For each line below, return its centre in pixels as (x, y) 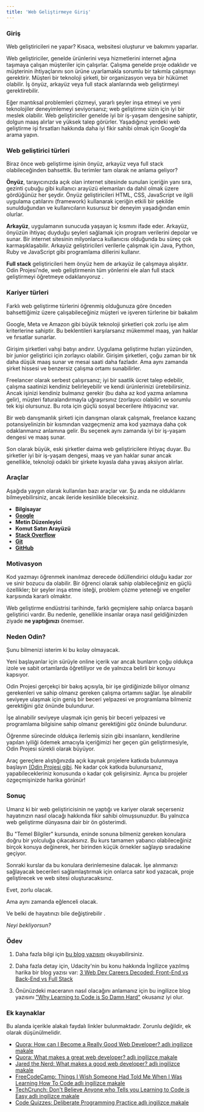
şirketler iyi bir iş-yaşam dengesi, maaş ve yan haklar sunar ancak (89, 455)
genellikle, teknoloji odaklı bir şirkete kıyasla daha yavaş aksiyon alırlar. (95, 462)
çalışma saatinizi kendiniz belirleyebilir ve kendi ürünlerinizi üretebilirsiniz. (98, 386)
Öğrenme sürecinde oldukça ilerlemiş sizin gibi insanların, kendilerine (93, 736)
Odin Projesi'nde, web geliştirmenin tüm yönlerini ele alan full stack (90, 270)
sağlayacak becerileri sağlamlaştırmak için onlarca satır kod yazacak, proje (100, 872)
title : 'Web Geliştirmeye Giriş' (49, 12)
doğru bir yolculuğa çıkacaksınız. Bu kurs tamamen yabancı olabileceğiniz (99, 840)
